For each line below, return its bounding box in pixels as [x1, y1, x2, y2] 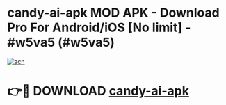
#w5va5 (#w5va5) [7, 35, 115, 50]
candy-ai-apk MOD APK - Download [7, 5, 220, 21]
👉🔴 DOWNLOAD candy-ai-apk [7, 83, 190, 99]
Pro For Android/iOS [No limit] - [7, 19, 191, 35]
